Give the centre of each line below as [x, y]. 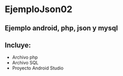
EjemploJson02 [39, 9]
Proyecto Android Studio [38, 68]
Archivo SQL [25, 63]
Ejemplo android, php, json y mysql [61, 28]
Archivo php [25, 57]
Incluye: [18, 45]
